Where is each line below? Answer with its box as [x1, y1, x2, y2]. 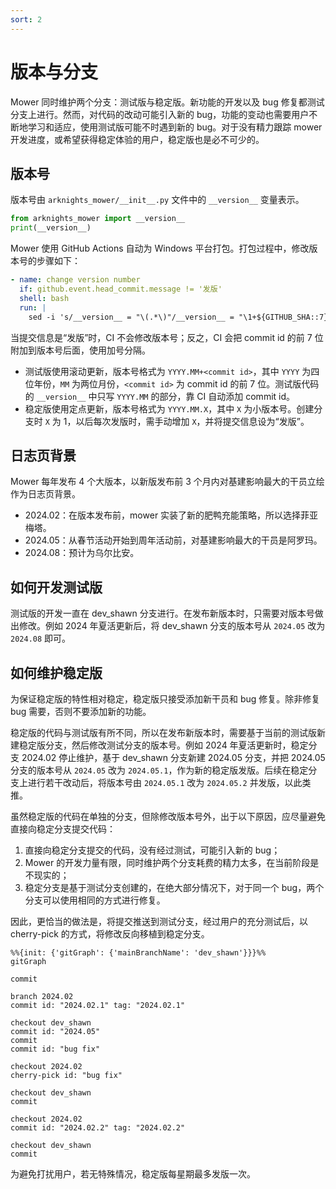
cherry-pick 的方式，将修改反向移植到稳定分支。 [10, 927, 210, 940]
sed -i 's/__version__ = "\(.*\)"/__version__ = [28, 312, 235, 322]
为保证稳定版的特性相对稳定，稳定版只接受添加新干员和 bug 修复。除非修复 [10, 692, 321, 705]
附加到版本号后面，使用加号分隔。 [10, 344, 151, 356]
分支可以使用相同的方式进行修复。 [24, 894, 166, 906]
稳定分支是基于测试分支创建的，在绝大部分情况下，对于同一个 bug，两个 [24, 881, 325, 893]
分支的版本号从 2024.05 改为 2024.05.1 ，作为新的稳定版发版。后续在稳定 [10, 764, 309, 776]
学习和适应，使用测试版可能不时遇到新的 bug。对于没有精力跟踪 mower [27, 121, 323, 133]
